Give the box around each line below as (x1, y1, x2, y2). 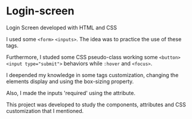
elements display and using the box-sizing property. (6, 78, 134, 85)
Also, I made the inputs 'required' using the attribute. (6, 89, 136, 96)
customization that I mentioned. (6, 107, 84, 114)
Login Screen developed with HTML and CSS (6, 24, 117, 31)
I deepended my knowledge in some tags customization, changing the (6, 71, 179, 78)
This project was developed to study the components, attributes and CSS (6, 100, 186, 108)
